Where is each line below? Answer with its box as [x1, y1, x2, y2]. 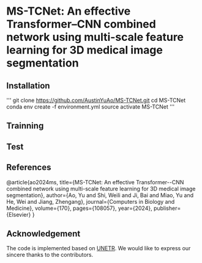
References [6, 162, 51, 173]
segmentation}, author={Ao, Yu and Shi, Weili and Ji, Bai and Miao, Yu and [6, 191, 194, 199]
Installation [6, 81, 50, 91]
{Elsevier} [6, 211, 31, 218]
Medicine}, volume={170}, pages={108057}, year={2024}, [6, 204, 152, 212]
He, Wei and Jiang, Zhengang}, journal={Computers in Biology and [6, 198, 175, 205]
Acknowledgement [6, 228, 81, 239]
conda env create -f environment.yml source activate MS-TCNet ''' [6, 103, 175, 110]
